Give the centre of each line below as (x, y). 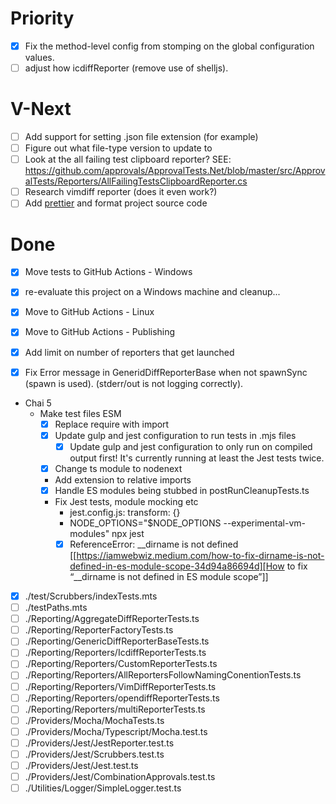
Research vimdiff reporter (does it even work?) (121, 192)
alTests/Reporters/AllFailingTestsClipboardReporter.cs (136, 181)
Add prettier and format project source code (116, 203)
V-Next (41, 109)
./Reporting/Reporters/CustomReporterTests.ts (121, 664)
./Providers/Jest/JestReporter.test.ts (99, 743)
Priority (42, 18)
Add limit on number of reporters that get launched (129, 352)
